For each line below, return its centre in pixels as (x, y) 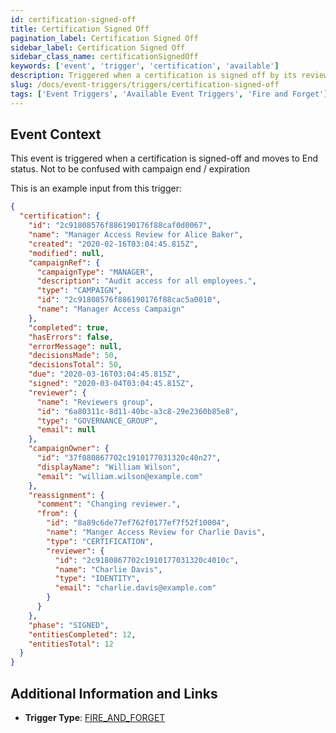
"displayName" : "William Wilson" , (109, 467)
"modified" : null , (66, 253)
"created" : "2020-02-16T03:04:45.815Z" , (113, 244)
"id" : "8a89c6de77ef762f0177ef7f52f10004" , (138, 523)
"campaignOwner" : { (69, 449)
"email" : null (66, 430)
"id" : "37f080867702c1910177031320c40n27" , (129, 458)
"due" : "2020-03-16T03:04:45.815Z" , (105, 374)
